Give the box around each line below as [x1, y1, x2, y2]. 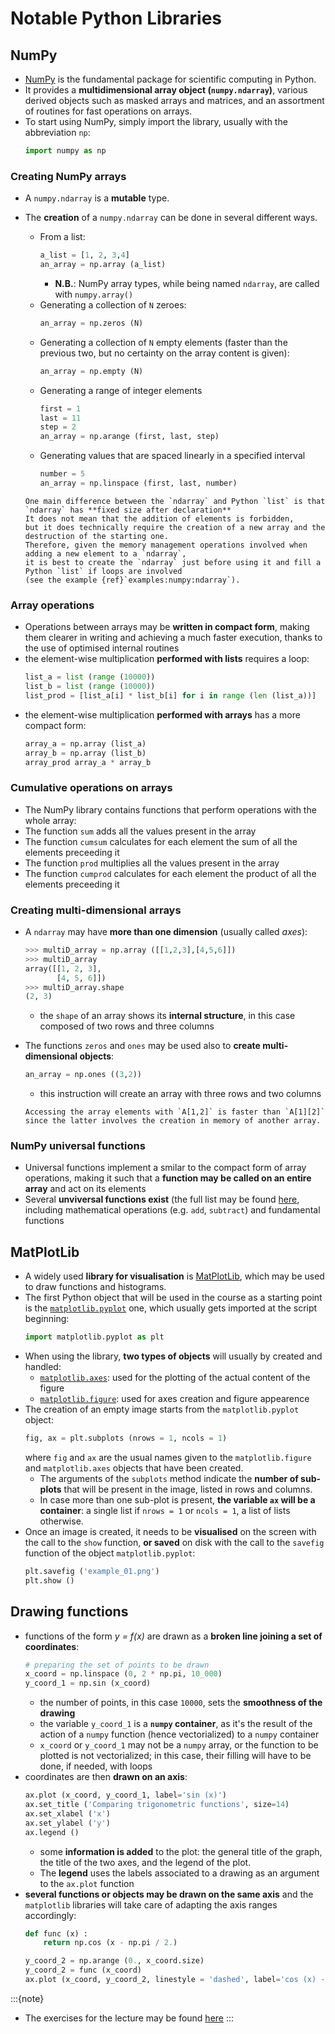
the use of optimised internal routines [24, 642, 180, 654]
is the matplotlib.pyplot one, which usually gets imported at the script [24, 1302, 318, 1314]
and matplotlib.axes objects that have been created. [24, 1462, 244, 1474]
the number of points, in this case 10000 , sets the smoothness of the [39, 1697, 323, 1709]
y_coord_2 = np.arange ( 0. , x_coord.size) [24, 1956, 205, 1966]
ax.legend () [24, 1827, 80, 1837]
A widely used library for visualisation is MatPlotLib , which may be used [24, 1270, 325, 1282]
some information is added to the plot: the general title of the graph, [39, 1845, 323, 1857]
